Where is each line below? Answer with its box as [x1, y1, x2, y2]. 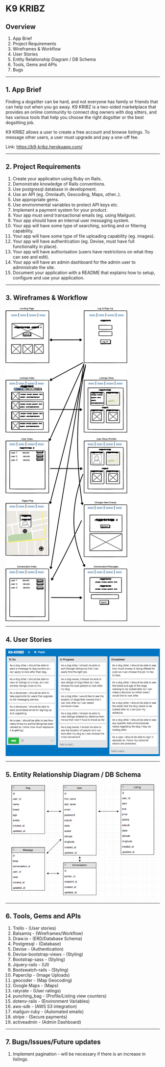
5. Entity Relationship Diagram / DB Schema [5, 770, 141, 779]
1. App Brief [5, 85, 42, 94]
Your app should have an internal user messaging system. [12, 217, 130, 223]
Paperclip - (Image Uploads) [12, 972, 70, 978]
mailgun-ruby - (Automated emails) [12, 1009, 84, 1014]
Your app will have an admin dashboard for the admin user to [12, 259, 136, 265]
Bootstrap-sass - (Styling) [12, 956, 66, 962]
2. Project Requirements [5, 163, 81, 171]
